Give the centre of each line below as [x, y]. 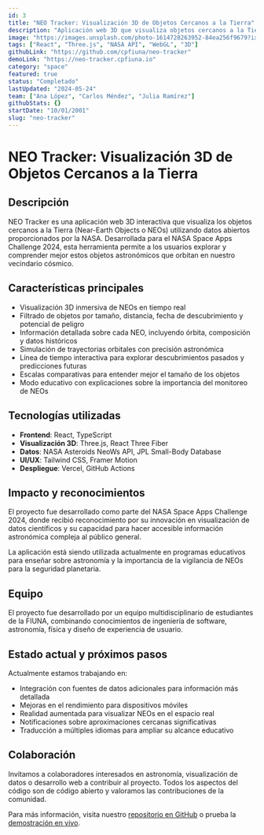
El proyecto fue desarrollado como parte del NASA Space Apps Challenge [128, 512]
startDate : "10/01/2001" [49, 111]
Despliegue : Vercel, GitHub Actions [77, 468]
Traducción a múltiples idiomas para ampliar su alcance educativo [126, 730]
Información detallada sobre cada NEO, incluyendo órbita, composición [135, 332]
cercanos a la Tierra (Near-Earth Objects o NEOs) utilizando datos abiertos [129, 230]
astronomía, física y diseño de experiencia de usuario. [95, 629]
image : [19, 37]
